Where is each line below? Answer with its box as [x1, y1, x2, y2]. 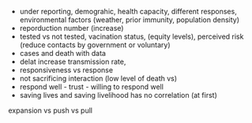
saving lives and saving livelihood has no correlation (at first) [19, 91, 217, 99]
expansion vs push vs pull [8, 106, 93, 115]
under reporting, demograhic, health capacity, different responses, [19, 7, 237, 16]
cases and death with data [19, 49, 107, 58]
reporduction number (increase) [19, 24, 124, 32]
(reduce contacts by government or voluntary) [19, 40, 171, 50]
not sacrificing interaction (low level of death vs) [19, 74, 178, 83]
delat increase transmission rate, [19, 57, 126, 66]
